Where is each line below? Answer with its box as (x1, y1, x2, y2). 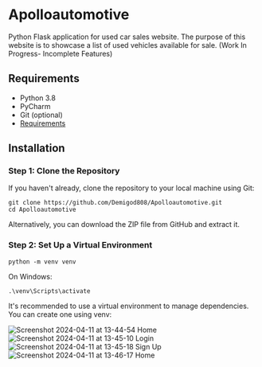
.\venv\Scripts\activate (8, 287, 91, 295)
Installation (8, 142, 65, 155)
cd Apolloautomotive (8, 205, 77, 214)
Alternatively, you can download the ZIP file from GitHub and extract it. (8, 220, 240, 229)
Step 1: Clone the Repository (8, 166, 120, 177)
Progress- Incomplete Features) (8, 49, 113, 58)
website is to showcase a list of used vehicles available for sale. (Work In (8, 40, 247, 49)
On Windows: (8, 271, 53, 281)
